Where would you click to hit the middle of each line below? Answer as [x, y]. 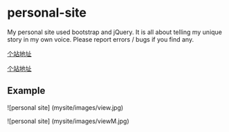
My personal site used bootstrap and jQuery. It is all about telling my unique [115, 32]
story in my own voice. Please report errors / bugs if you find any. [101, 39]
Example [26, 91]
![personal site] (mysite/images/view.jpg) [65, 107]
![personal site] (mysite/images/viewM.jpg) [68, 121]
